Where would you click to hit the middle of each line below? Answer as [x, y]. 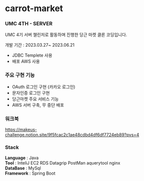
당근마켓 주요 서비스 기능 [35, 99]
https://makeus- [21, 130]
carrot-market [34, 8]
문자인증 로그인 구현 [31, 93]
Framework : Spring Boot [30, 173]
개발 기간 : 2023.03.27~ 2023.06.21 [40, 45]
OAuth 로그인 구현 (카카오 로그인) [44, 87]
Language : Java [22, 158]
